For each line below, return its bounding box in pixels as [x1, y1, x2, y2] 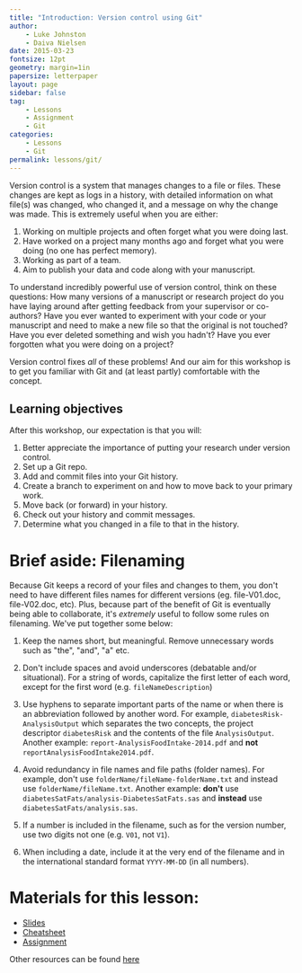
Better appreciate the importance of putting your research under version [22, 442, 290, 454]
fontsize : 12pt [9, 55, 67, 64]
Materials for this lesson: [9, 888, 200, 908]
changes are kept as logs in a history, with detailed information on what [9, 190, 274, 200]
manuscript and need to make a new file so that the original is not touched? [9, 320, 289, 331]
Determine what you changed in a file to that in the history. [22, 518, 240, 530]
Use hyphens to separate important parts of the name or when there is [22, 699, 284, 710]
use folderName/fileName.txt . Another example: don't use [22, 783, 239, 794]
